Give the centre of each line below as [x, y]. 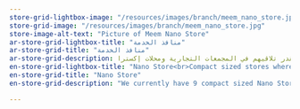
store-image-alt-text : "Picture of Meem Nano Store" [109, 34]
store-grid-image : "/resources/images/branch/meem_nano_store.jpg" [137, 26]
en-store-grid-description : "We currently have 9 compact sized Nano [142, 83]
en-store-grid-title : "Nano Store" [75, 75]
